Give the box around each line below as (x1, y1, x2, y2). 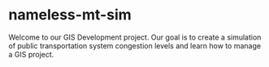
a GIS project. (8, 49, 54, 59)
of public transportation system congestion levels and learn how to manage (8, 40, 262, 50)
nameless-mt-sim (8, 6, 132, 24)
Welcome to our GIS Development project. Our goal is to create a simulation (8, 32, 262, 42)
